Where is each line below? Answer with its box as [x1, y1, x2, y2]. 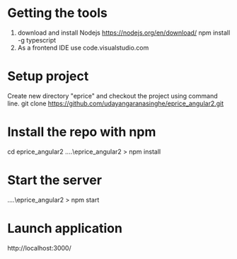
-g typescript [17, 35, 57, 44]
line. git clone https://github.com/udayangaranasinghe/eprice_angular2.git [7, 99, 224, 108]
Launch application [7, 220, 122, 236]
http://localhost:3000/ [7, 243, 72, 252]
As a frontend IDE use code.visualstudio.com [17, 43, 149, 52]
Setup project [7, 69, 89, 84]
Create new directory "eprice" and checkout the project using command [7, 91, 218, 100]
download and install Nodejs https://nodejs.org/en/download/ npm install [17, 28, 231, 37]
